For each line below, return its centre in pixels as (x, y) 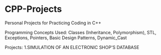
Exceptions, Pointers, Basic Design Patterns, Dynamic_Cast (66, 38)
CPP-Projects (33, 9)
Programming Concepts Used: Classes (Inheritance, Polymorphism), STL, (80, 32)
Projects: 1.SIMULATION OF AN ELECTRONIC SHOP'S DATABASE (72, 47)
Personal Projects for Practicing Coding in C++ (53, 23)
